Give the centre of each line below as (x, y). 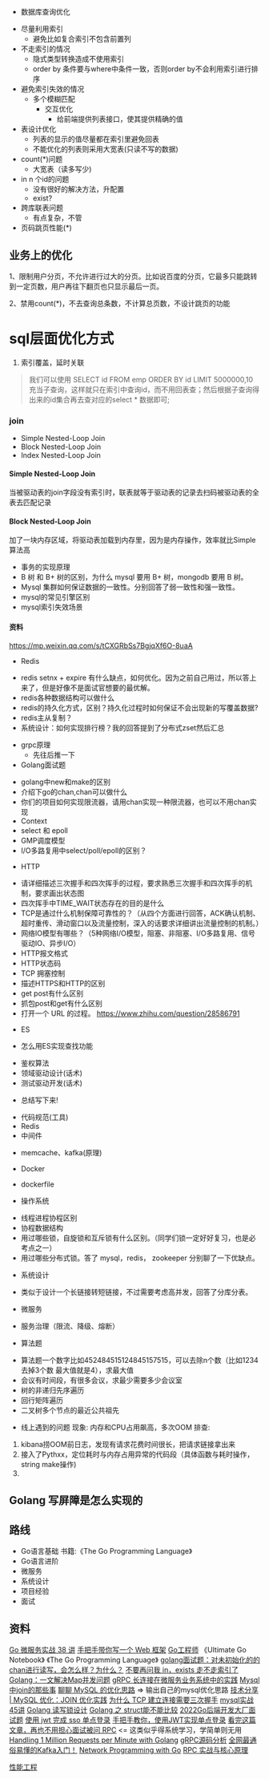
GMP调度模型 (43, 840)
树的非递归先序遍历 (52, 1390)
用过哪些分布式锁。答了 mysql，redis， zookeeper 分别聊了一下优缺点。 (140, 1258)
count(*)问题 (42, 159)
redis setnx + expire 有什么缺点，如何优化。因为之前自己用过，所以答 (135, 677)
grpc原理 (36, 745)
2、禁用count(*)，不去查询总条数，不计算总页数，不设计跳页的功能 (120, 303)
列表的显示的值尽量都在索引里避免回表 (96, 139)
